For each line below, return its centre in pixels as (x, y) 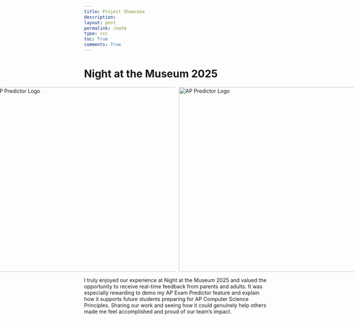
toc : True (96, 39)
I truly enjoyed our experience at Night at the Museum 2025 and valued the (175, 280)
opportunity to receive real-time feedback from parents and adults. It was (173, 286)
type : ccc (96, 34)
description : (100, 17)
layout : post (100, 22)
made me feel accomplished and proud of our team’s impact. (158, 312)
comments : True (103, 45)
